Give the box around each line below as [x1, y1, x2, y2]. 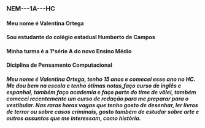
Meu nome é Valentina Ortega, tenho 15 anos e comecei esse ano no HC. [6, 75, 196, 83]
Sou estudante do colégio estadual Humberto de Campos [6, 34, 155, 41]
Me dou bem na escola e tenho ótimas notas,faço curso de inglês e [6, 81, 182, 89]
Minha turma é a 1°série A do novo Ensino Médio [6, 47, 132, 55]
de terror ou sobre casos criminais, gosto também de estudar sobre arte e [6, 108, 199, 115]
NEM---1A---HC [6, 4, 55, 13]
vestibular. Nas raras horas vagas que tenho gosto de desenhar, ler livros [6, 101, 198, 108]
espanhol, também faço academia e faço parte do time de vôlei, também [6, 88, 196, 96]
